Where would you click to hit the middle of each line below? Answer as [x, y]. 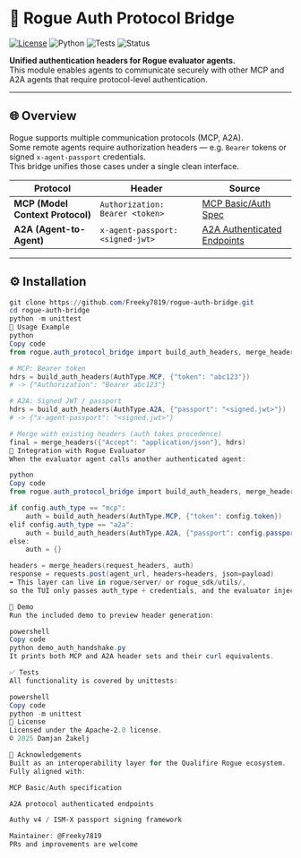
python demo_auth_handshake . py [68, 648]
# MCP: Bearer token [48, 368]
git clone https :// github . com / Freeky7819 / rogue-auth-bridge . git [132, 302]
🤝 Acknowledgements [46, 755]
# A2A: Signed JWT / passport [66, 401]
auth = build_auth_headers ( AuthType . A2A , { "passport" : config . [146, 533]
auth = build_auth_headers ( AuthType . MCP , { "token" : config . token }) [154, 516]
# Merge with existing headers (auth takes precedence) [116, 433]
